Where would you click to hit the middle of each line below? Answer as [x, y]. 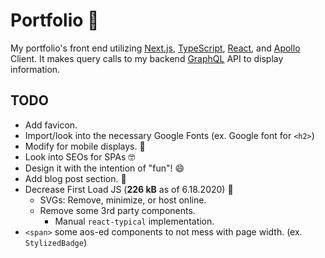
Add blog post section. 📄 [75, 178]
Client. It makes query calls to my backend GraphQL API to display [147, 58]
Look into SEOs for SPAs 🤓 [80, 156]
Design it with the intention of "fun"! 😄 [104, 168]
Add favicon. [51, 125]
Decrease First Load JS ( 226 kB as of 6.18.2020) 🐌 [129, 189]
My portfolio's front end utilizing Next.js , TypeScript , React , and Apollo [155, 48]
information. [35, 69]
